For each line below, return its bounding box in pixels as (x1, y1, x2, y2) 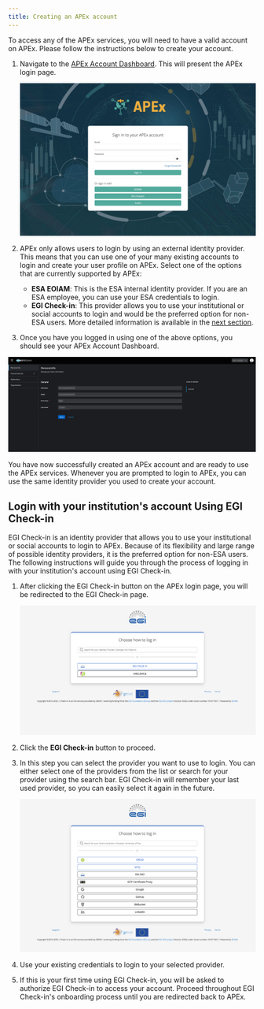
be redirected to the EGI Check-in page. (19, 590, 149, 599)
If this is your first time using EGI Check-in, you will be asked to (19, 975, 225, 985)
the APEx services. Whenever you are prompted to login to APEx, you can (8, 469, 247, 478)
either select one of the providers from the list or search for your (19, 766, 229, 776)
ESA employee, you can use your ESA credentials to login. (31, 292, 220, 302)
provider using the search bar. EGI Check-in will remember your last (19, 775, 240, 785)
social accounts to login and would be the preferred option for (31, 310, 233, 319)
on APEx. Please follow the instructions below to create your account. (8, 43, 233, 53)
